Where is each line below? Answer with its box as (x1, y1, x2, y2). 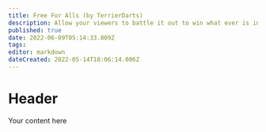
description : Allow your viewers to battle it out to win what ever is (8, 19, 249, 27)
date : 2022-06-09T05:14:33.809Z (8, 33, 115, 42)
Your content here (8, 115, 67, 125)
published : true (8, 26, 62, 34)
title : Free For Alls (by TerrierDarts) (8, 11, 144, 20)
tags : (8, 41, 26, 49)
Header (8, 90, 58, 107)
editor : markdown (8, 48, 66, 56)
